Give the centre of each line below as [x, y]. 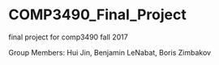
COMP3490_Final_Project [97, 15]
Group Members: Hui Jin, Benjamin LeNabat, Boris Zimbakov [110, 52]
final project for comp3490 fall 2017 [68, 37]
